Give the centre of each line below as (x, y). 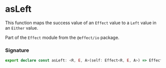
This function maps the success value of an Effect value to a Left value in (81, 23)
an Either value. (22, 28)
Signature (17, 50)
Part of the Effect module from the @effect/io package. (62, 37)
